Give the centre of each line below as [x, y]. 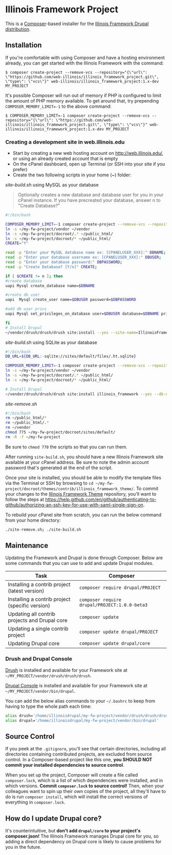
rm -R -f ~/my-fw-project [33, 437]
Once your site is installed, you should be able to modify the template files [83, 477]
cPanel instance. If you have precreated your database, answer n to [89, 200]
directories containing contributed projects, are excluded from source [79, 754]
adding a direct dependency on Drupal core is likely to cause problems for [83, 842]
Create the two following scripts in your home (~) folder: [72, 175]
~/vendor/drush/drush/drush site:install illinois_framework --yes [79, 394]
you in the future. [24, 847]
